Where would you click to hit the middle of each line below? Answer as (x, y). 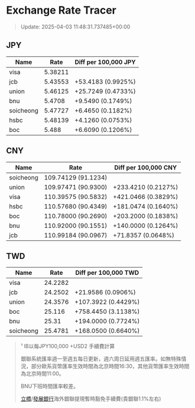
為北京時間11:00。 (42, 374)
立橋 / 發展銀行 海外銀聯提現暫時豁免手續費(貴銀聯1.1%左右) (91, 399)
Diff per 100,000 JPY (105, 62)
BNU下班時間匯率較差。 (49, 386)
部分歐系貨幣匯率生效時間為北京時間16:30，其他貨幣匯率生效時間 (110, 366)
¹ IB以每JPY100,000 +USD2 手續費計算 (68, 346)
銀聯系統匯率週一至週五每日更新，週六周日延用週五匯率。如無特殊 (101, 359)
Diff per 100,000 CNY (146, 168)
